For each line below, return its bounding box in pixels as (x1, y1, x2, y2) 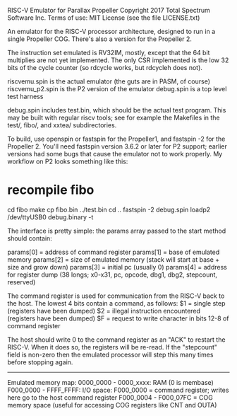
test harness (7, 92, 44, 100)
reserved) (7, 277, 36, 286)
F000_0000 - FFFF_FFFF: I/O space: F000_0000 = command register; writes (7, 386, 229, 394)
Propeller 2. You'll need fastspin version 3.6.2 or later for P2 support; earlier (7, 142, 228, 151)
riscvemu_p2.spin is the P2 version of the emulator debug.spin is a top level (7, 85, 227, 93)
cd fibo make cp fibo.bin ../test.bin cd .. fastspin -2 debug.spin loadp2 (7, 205, 211, 214)
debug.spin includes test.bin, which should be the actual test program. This (7, 106, 226, 114)
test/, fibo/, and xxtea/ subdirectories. (7, 121, 117, 129)
